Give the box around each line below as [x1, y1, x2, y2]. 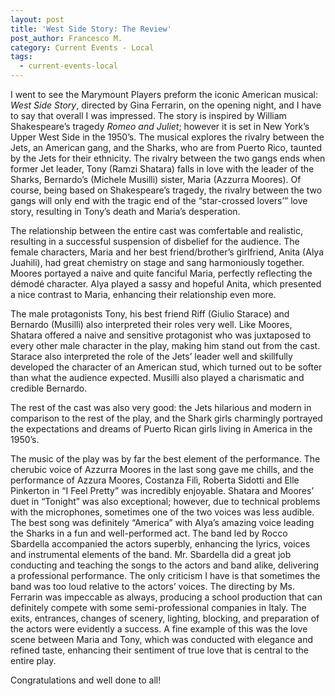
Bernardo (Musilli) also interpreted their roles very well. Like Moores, [10, 319, 293, 330]
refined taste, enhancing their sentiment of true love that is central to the [10, 644, 310, 656]
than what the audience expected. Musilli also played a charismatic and [10, 372, 305, 383]
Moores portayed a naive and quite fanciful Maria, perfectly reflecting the [10, 267, 313, 279]
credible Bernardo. [10, 382, 88, 394]
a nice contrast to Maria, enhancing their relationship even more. [10, 289, 277, 300]
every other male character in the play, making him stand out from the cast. [10, 340, 321, 351]
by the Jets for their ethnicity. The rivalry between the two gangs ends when [10, 152, 326, 164]
